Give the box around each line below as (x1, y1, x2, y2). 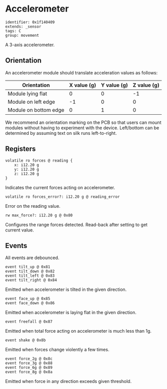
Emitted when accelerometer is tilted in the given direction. (5, 286, 127, 292)
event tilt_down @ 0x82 (5, 269, 55, 274)
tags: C (5, 28, 22, 33)
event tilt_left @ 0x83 (5, 273, 55, 278)
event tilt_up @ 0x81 (5, 265, 51, 270)
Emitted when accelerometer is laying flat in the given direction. (5, 309, 137, 316)
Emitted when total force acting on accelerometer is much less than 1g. (5, 328, 152, 334)
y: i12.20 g (14, 167, 39, 172)
